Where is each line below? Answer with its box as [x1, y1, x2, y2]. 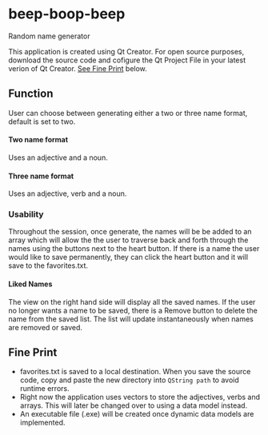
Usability [8, 209, 44, 220]
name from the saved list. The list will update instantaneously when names [8, 313, 254, 324]
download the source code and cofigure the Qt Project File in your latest [8, 55, 246, 65]
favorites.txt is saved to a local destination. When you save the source [19, 367, 251, 377]
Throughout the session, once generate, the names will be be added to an [8, 227, 252, 237]
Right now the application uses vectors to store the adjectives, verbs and [19, 393, 261, 402]
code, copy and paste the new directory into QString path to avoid [19, 375, 240, 385]
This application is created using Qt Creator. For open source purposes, [8, 46, 245, 56]
